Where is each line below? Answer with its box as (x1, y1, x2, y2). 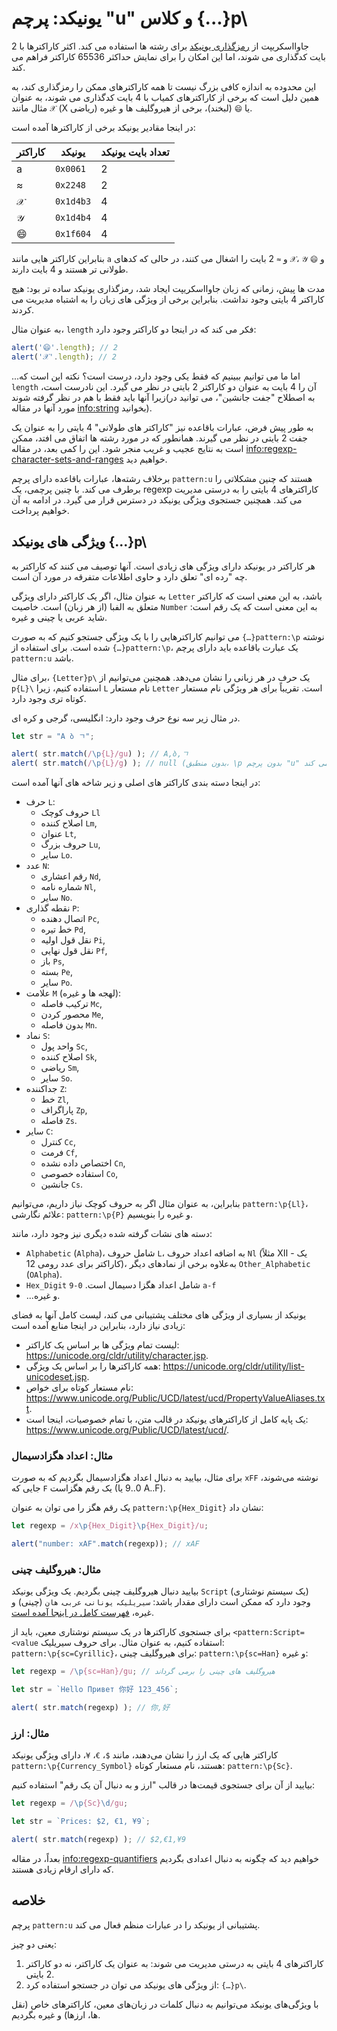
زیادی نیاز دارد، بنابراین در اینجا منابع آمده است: (11, 1320, 186, 1332)
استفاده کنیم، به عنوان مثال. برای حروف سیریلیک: (40, 1637, 225, 1649)
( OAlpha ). (25, 1268, 63, 1281)
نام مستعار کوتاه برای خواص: (25, 1382, 134, 1394)
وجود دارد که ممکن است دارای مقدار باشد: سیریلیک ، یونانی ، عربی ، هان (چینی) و (11, 1596, 311, 1608)
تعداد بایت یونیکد (100, 145, 170, 159)
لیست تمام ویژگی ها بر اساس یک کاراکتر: (25, 1339, 180, 1351)
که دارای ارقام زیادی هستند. (11, 1863, 114, 1876)
